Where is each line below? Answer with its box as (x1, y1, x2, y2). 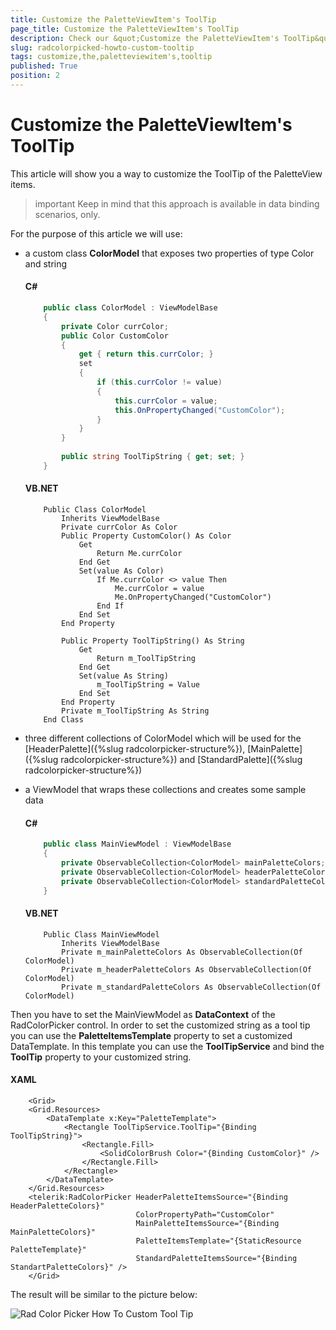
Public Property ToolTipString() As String (61, 636, 245, 646)
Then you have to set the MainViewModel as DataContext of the (10, 1008, 276, 1020)
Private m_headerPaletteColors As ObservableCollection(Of (61, 964, 312, 975)
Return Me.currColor (96, 548, 183, 558)
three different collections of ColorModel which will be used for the (24, 732, 302, 744)
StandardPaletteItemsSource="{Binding (135, 1253, 298, 1263)
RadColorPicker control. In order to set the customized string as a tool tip (10, 1019, 311, 1031)
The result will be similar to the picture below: (10, 1288, 198, 1300)
